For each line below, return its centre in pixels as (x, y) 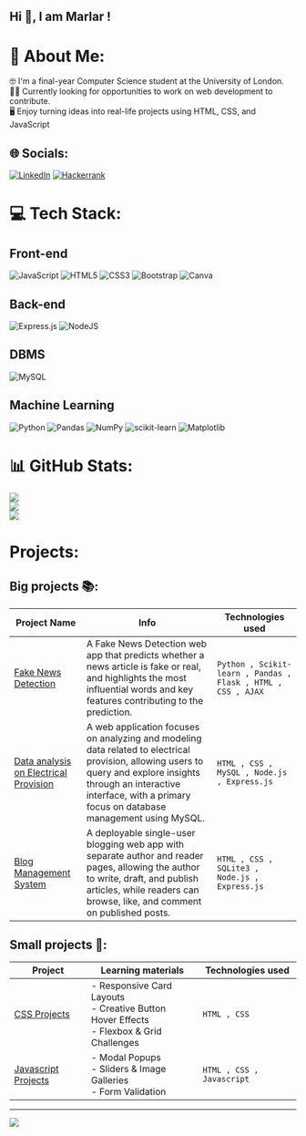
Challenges (115, 1043)
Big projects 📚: (54, 587)
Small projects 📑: (58, 945)
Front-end (39, 253)
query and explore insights (143, 772)
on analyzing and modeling (144, 738)
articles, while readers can (143, 890)
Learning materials (143, 970)
